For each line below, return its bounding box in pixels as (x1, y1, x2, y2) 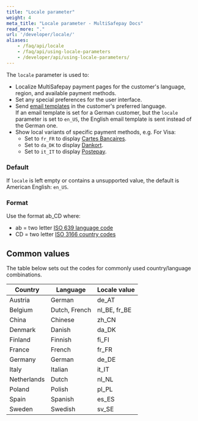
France (9, 345, 29, 354)
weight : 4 (6, 15, 32, 21)
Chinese (51, 315, 75, 324)
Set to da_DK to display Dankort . (24, 141, 104, 148)
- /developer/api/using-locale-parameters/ (17, 54, 130, 60)
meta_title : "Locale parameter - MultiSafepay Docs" (6, 20, 144, 26)
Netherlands (9, 375, 45, 384)
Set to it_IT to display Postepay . (24, 148, 107, 155)
